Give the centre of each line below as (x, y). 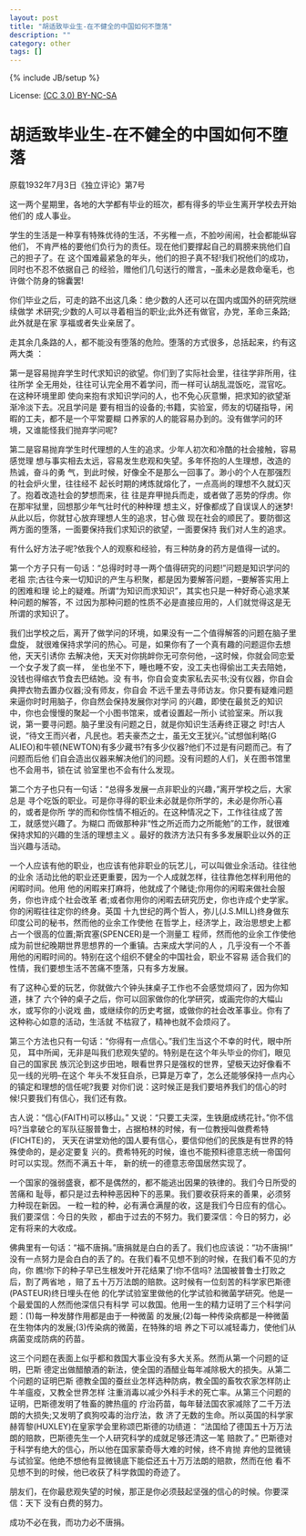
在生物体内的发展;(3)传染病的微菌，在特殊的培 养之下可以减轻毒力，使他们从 (153, 1327)
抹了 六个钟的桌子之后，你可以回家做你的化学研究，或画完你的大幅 (150, 999)
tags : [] (26, 52)
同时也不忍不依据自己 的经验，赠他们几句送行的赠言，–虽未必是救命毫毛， (148, 269)
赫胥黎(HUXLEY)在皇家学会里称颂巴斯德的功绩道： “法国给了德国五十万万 (147, 1427)
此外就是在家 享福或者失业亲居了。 (74, 323)
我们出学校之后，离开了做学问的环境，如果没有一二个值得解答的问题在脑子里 (153, 633)
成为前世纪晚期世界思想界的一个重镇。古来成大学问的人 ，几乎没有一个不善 (150, 946)
